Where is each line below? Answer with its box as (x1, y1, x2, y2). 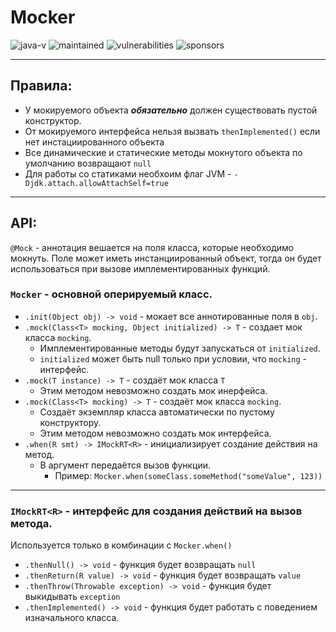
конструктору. (39, 416, 102, 428)
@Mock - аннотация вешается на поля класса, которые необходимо (10, 241, 295, 253)
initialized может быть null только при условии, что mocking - (39, 352, 308, 365)
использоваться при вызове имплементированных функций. (10, 262, 271, 275)
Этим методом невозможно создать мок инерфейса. (39, 384, 268, 396)
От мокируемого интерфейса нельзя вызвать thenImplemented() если (24, 125, 321, 137)
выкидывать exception (24, 591, 121, 603)
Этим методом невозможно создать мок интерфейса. (39, 427, 272, 439)
